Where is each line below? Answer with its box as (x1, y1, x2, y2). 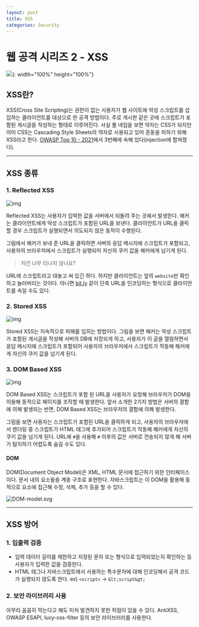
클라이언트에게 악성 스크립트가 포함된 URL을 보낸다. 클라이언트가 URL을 (12, 219, 178, 227)
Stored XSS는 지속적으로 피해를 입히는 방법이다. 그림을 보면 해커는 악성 (6, 328, 172, 335)
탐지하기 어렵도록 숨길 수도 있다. (12, 441, 87, 448)
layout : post (6, 9, 38, 15)
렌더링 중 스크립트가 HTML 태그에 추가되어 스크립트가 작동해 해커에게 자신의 (12, 426, 188, 433)
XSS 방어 (6, 520, 38, 529)
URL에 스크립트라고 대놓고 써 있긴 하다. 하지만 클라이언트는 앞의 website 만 (6, 272, 179, 279)
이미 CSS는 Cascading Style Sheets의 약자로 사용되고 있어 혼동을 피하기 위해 (6, 129, 187, 136)
